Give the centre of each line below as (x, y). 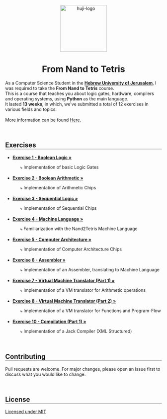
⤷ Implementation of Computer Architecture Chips (71, 249)
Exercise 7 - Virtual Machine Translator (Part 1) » (64, 280)
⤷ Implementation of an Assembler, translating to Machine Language (90, 269)
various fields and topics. (31, 109)
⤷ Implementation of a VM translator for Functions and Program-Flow (90, 311)
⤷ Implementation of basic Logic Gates (59, 167)
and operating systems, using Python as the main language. (67, 98)
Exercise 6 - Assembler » (39, 260)
